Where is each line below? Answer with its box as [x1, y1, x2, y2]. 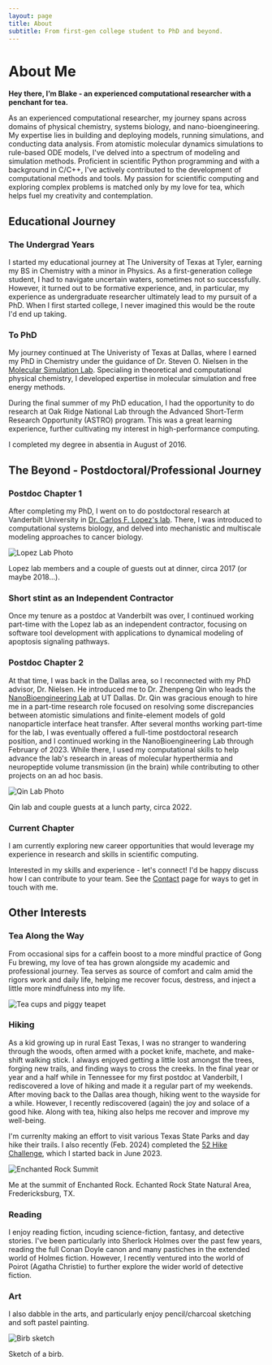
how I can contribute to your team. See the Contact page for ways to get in [8, 873, 259, 883]
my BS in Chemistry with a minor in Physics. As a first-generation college [8, 266, 253, 275]
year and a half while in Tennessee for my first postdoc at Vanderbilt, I [8, 1072, 244, 1081]
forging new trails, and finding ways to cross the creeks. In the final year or [8, 1064, 259, 1073]
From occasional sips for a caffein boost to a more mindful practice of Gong [8, 948, 262, 959]
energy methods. [8, 383, 66, 392]
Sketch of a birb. [8, 1350, 64, 1359]
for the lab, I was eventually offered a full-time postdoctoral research [8, 727, 239, 737]
